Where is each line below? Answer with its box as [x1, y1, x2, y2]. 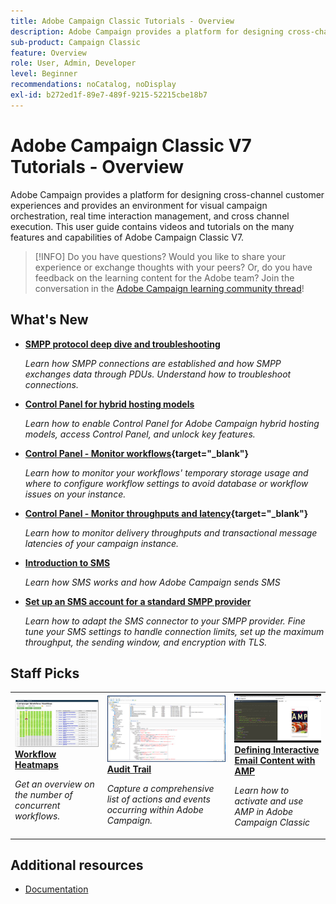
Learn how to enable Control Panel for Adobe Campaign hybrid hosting [24, 417, 320, 429]
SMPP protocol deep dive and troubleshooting [24, 338, 221, 350]
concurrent [14, 800, 61, 812]
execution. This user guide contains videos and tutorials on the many [10, 220, 295, 232]
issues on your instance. [24, 488, 127, 500]
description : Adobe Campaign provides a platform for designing [10, 26, 284, 37]
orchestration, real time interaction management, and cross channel [10, 210, 290, 222]
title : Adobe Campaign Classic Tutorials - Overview [10, 16, 235, 26]
